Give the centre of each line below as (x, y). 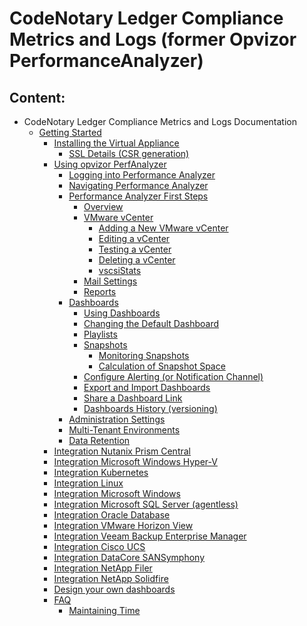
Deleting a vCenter (137, 260)
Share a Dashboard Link (133, 398)
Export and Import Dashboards (147, 387)
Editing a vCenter (134, 238)
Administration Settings (117, 419)
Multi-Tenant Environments (124, 430)
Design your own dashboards (114, 589)
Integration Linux (88, 483)
